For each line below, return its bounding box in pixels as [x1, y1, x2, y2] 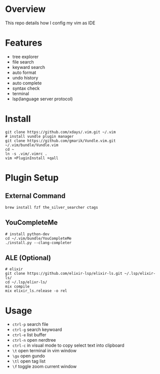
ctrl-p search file [12, 321, 48, 327]
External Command [5, 192, 66, 200]
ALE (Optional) [5, 254, 51, 262]
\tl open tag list [12, 358, 46, 364]
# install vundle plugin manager [5, 134, 74, 139]
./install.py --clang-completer [5, 240, 72, 245]
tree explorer [12, 54, 39, 60]
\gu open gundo [12, 353, 45, 359]
